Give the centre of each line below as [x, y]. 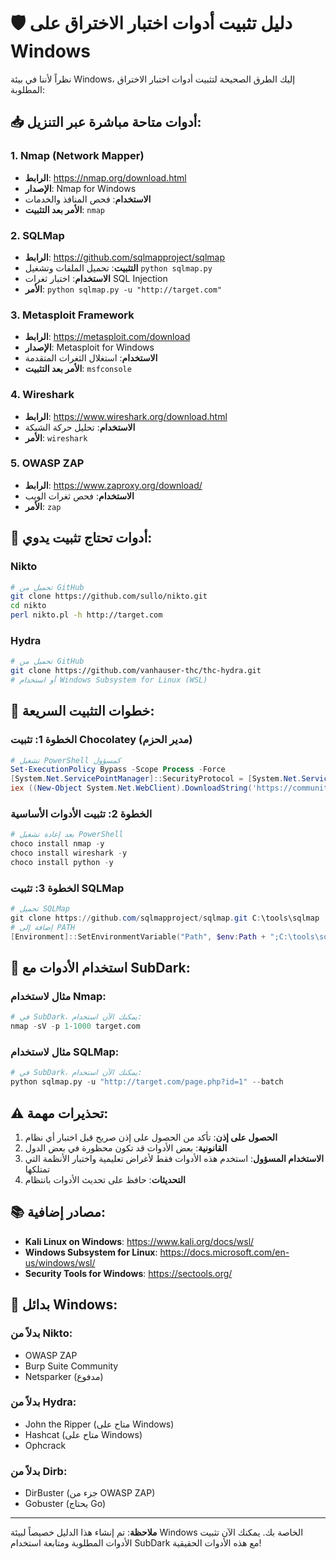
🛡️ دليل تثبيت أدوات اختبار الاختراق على [151, 23]
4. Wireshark [42, 395]
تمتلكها [37, 1169]
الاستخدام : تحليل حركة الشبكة [80, 427]
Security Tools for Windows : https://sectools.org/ [128, 1273]
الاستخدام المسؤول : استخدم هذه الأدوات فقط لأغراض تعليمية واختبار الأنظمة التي [174, 1158]
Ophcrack [45, 1445]
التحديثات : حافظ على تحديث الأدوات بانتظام [105, 1179]
